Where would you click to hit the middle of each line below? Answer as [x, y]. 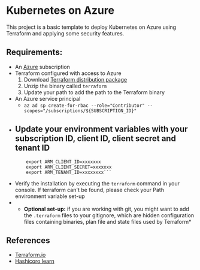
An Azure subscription [43, 67]
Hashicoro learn [35, 261]
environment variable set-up [50, 196]
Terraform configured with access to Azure [68, 73]
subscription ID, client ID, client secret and [96, 139]
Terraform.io [30, 255]
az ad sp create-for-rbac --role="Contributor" [84, 106]
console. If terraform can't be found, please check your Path [90, 190]
